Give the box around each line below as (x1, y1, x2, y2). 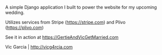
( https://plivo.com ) (5, 24, 44, 30)
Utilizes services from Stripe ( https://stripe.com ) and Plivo (5, 19, 126, 25)
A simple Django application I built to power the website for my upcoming (5, 4, 157, 10)
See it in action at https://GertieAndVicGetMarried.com (5, 34, 119, 40)
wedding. (5, 9, 25, 15)
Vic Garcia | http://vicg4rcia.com (5, 44, 73, 49)
